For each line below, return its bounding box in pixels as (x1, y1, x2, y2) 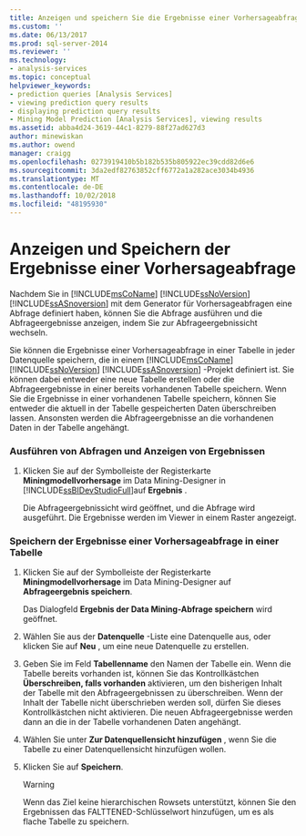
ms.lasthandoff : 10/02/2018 (9, 191, 117, 200)
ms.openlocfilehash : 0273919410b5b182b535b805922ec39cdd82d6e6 (9, 157, 255, 167)
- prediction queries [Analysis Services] (9, 89, 173, 98)
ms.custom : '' (9, 22, 64, 31)
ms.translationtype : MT (9, 174, 100, 183)
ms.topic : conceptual (9, 73, 92, 82)
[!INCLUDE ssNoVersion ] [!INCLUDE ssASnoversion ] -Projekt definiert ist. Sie (9, 363, 294, 374)
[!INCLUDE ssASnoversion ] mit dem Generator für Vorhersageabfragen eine (9, 298, 293, 309)
